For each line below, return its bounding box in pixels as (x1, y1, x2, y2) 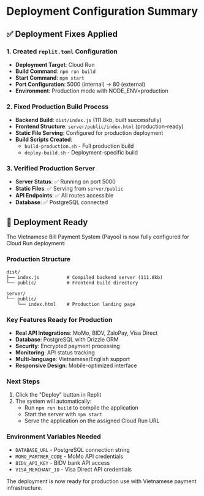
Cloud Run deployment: (6, 240, 66, 247)
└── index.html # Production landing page (17, 301, 136, 307)
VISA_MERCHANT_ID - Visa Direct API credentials (15, 466, 132, 473)
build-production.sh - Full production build (24, 142, 134, 150)
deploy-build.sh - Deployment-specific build (24, 149, 138, 156)
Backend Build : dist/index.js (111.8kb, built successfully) (15, 116, 162, 124)
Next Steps (6, 377, 40, 386)
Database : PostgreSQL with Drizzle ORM (15, 335, 119, 343)
